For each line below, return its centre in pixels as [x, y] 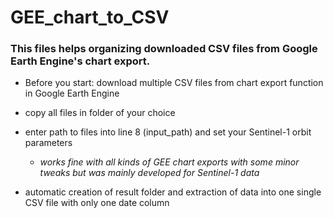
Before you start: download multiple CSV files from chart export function [174, 83]
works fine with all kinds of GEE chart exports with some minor [169, 162]
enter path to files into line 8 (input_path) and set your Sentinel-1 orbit [168, 132]
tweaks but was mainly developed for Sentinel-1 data [149, 173]
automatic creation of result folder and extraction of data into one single [173, 192]
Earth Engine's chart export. [80, 61]
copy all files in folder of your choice [100, 113]
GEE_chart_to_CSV [90, 17]
